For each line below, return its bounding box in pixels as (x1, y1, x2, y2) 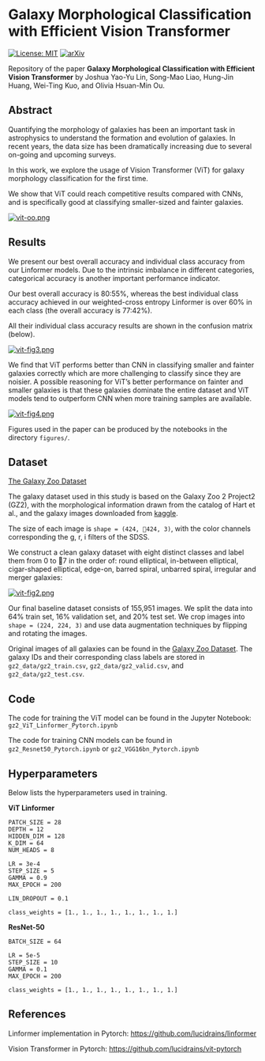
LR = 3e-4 (8, 860, 41, 868)
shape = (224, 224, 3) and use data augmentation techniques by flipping (8, 620, 248, 630)
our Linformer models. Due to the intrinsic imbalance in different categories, (8, 265, 255, 275)
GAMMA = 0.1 (8, 965, 47, 973)
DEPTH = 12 (8, 825, 44, 833)
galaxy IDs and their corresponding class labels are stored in (8, 653, 205, 662)
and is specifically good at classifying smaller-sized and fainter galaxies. (8, 197, 244, 207)
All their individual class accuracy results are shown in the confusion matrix (8, 320, 253, 330)
